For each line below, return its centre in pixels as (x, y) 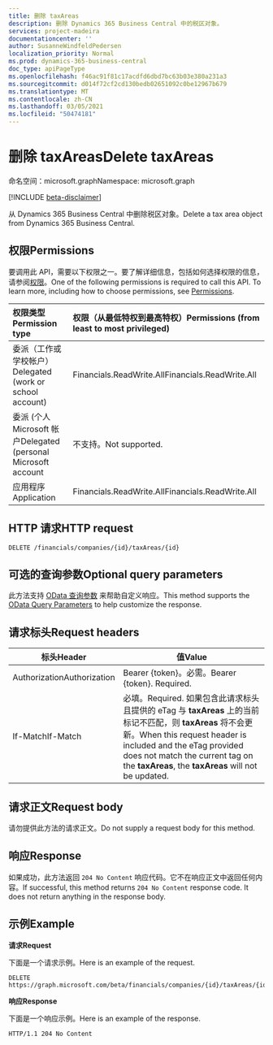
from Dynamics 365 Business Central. (72, 223)
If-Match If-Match (47, 736)
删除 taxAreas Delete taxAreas (111, 157)
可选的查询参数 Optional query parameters (116, 574)
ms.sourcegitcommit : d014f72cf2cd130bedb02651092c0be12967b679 (118, 84)
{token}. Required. (158, 683)
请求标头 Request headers (74, 632)
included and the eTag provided (183, 746)
